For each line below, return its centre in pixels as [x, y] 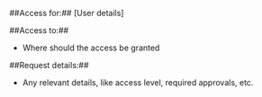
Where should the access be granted [91, 48]
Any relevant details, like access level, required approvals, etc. [138, 83]
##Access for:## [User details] [67, 13]
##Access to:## [39, 30]
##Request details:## [49, 65]
